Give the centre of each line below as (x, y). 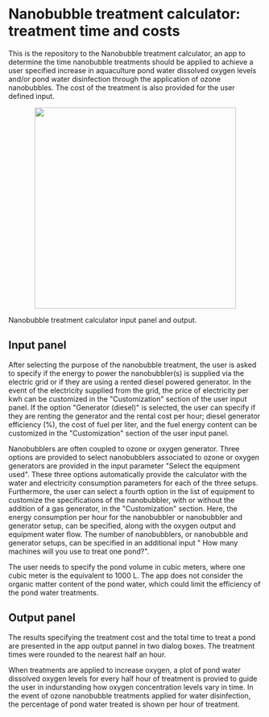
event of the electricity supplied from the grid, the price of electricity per (129, 390)
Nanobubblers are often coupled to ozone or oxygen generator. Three (124, 448)
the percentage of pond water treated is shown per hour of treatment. (124, 704)
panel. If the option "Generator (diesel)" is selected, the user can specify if (132, 407)
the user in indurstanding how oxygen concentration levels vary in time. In (131, 687)
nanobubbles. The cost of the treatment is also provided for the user (122, 87)
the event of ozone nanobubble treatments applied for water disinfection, (130, 695)
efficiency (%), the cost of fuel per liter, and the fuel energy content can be (133, 424)
